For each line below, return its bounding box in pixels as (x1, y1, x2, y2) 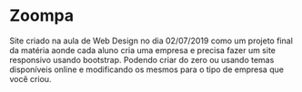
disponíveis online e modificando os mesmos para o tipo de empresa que (9, 64, 285, 75)
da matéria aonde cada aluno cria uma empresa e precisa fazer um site (9, 44, 276, 55)
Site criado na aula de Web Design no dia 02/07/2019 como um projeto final (9, 35, 294, 46)
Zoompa (9, 5, 75, 26)
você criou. (9, 73, 52, 84)
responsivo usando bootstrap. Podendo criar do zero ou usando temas (9, 54, 275, 65)
